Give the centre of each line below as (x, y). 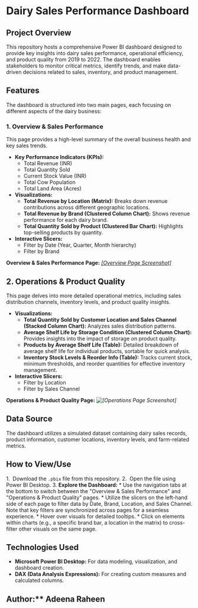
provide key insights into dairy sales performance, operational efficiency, (95, 53)
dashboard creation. (39, 568)
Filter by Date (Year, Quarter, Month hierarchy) (80, 245)
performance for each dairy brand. (66, 220)
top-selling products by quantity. (63, 232)
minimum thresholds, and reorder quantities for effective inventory (104, 363)
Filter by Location (45, 382)
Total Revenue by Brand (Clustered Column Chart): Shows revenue (107, 214)
